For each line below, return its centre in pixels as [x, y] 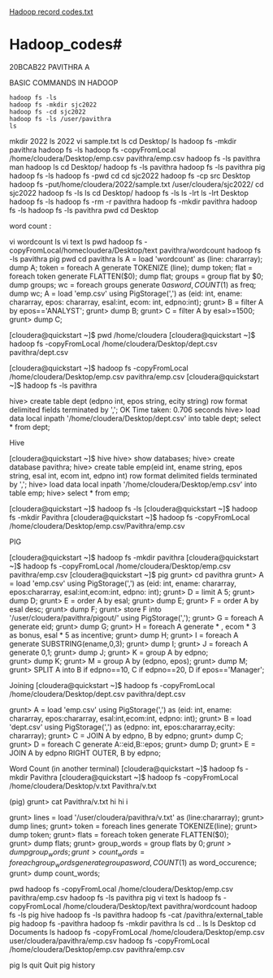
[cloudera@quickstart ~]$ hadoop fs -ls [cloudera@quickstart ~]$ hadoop [134, 508]
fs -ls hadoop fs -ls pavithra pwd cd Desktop [84, 210]
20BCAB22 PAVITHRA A [50, 67]
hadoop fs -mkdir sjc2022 [53, 105]
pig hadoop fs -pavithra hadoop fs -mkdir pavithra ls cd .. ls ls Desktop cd [133, 923]
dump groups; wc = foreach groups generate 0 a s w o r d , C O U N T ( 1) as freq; [133, 284]
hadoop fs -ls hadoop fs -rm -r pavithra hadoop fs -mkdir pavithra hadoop [133, 201]
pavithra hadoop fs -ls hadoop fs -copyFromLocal [93, 149]
